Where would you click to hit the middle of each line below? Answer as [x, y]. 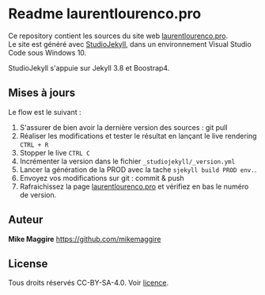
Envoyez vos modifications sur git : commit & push [102, 178]
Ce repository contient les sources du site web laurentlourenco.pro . [118, 36]
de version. [38, 194]
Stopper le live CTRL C [55, 152]
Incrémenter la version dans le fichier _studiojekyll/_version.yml [127, 161]
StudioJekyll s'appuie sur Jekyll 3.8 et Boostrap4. [89, 67]
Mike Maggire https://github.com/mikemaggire [85, 239]
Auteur [26, 220]
